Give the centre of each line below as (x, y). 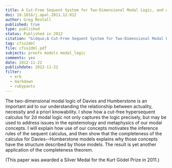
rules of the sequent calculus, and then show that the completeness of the (84, 133)
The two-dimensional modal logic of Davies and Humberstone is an (76, 101)
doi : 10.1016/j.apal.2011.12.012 (41, 15)
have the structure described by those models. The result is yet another (81, 144)
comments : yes (20, 58)
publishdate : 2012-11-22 (32, 67)
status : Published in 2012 (34, 34)
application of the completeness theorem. (49, 150)
